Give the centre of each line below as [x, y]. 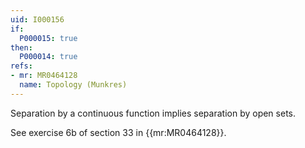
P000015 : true [48, 38]
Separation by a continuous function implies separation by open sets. [153, 113]
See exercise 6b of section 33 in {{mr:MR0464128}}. [118, 132]
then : [21, 47]
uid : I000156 [37, 19]
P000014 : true [48, 57]
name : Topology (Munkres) [73, 85]
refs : [21, 66]
